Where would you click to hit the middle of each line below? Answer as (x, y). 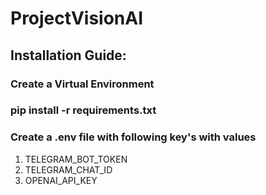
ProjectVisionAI (77, 18)
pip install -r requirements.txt (83, 110)
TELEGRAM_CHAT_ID (68, 169)
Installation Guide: (68, 55)
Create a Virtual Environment (82, 84)
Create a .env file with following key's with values (133, 137)
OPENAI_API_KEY (61, 180)
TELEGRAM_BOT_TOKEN (76, 159)
